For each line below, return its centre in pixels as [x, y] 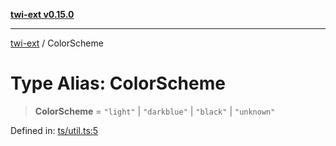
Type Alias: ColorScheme [118, 83]
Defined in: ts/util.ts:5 [54, 130]
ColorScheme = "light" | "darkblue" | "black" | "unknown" [155, 111]
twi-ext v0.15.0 [42, 14]
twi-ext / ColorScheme [57, 43]
